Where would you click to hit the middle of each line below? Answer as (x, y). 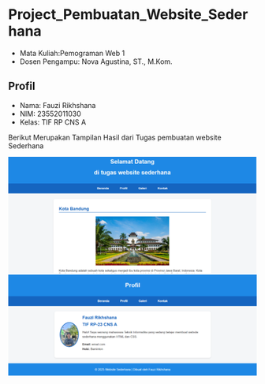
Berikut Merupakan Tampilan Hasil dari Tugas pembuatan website (115, 137)
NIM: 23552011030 (50, 114)
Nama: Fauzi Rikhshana (58, 105)
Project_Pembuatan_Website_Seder (128, 15)
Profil (22, 86)
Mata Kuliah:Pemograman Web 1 (72, 53)
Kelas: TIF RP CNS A (53, 122)
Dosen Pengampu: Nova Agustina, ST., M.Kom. (96, 62)
